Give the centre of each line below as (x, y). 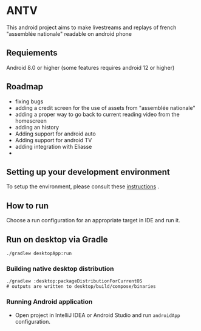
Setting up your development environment (88, 172)
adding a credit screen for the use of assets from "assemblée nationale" (105, 107)
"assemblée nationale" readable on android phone (69, 33)
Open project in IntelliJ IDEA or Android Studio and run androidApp (97, 315)
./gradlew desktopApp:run (39, 253)
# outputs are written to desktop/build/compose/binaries (81, 287)
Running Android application (49, 302)
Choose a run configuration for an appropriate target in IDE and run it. (93, 220)
